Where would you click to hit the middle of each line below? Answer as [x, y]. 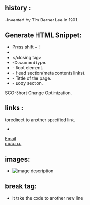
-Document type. [29, 62]
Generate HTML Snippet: [43, 35]
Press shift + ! [26, 47]
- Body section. [27, 83]
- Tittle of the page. [32, 78]
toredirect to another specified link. [40, 120]
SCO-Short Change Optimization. [38, 93]
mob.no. [13, 144]
